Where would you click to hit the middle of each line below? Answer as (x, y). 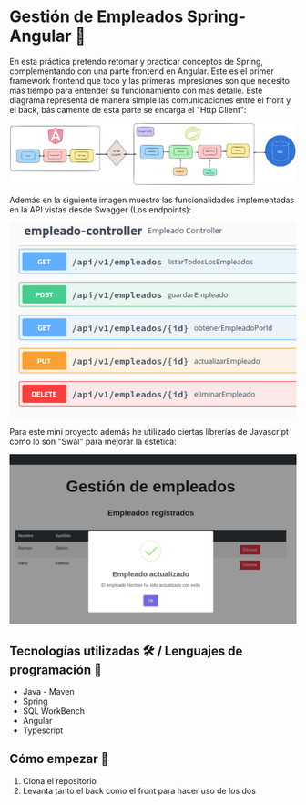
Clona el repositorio (60, 780)
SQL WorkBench (53, 711)
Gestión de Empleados (97, 17)
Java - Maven (48, 692)
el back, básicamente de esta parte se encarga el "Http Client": (128, 109)
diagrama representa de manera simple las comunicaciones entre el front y (150, 100)
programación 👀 (56, 670)
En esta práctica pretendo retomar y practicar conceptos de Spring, (137, 61)
